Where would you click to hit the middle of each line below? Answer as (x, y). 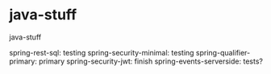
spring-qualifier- (223, 52)
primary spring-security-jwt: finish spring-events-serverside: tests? (150, 61)
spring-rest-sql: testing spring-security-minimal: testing (102, 52)
